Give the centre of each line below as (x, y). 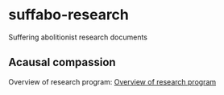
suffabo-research (68, 15)
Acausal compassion (62, 62)
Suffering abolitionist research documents (78, 37)
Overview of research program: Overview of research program (112, 81)
